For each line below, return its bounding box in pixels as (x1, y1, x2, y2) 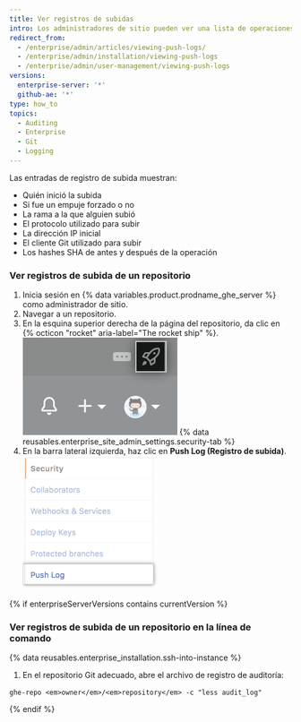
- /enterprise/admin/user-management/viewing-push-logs (17, 62, 230, 71)
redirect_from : (9, 33, 66, 42)
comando (9, 632, 52, 645)
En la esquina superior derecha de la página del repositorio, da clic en (21, 318, 280, 329)
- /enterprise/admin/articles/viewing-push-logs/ (17, 43, 206, 52)
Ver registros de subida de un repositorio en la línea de (9, 621, 252, 633)
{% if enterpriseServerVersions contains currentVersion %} (9, 598, 228, 609)
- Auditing (17, 118, 58, 127)
